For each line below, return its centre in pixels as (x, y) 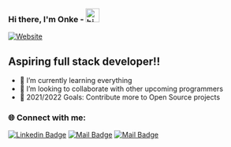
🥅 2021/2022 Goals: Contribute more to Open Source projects (120, 97)
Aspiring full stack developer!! (84, 61)
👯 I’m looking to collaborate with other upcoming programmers (121, 89)
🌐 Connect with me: (47, 118)
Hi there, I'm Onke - (46, 19)
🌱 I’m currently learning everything (76, 81)
